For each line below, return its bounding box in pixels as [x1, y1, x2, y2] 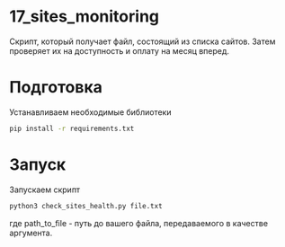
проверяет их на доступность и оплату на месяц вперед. [9, 45, 230, 56]
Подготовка [9, 77, 103, 98]
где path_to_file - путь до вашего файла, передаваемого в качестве [9, 217, 268, 228]
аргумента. [9, 227, 53, 238]
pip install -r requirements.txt [9, 124, 135, 133]
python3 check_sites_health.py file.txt [9, 201, 164, 210]
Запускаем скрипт [9, 184, 81, 195]
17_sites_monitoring [9, 6, 160, 27]
